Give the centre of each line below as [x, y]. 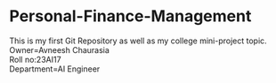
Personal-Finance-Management [130, 16]
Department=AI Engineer [55, 69]
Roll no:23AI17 [35, 59]
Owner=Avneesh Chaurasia [59, 49]
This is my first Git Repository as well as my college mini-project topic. [138, 41]
